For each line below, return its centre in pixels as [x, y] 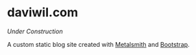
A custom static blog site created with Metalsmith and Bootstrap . [98, 44]
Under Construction [35, 31]
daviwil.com [43, 13]
